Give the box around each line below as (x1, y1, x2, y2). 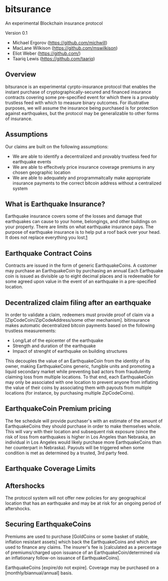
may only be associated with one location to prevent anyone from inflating (5, 379, 158, 385)
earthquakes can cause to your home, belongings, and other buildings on (5, 219, 157, 225)
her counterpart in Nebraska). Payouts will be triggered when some (5, 444, 144, 450)
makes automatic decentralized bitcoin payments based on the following (5, 323, 155, 328)
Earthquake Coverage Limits (5, 464, 96, 473)
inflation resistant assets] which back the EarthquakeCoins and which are (5, 539, 157, 545)
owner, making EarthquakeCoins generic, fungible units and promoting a (5, 363, 155, 369)
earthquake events (12, 158, 52, 164)
